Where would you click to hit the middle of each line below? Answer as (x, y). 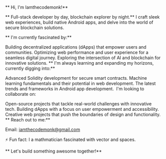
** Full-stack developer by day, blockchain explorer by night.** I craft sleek (82, 17)
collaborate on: (21, 94)
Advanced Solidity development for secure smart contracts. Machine (76, 78)
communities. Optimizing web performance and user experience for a (77, 52)
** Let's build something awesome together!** (53, 151)
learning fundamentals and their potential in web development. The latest (80, 83)
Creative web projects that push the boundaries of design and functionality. (83, 114)
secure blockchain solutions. (34, 28)
